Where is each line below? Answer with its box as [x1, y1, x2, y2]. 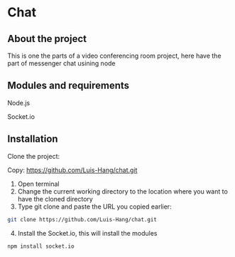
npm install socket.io [7, 243, 75, 250]
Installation [7, 133, 58, 145]
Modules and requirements [7, 80, 130, 92]
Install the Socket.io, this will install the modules [17, 229, 158, 237]
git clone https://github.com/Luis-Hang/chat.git [7, 216, 158, 223]
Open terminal [17, 179, 60, 188]
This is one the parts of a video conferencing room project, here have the [7, 51, 222, 60]
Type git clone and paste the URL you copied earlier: [17, 202, 172, 211]
